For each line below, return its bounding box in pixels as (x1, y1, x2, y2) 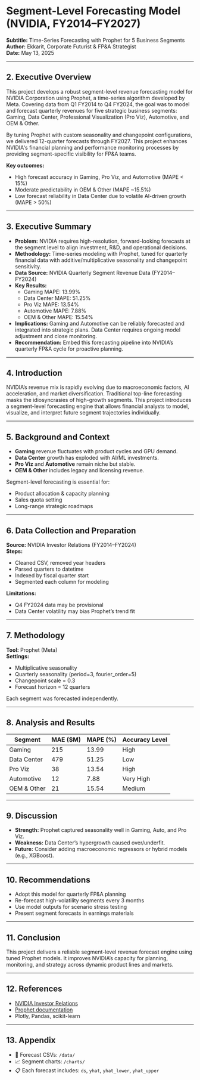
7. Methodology (6, 630, 65, 640)
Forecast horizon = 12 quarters (14, 683, 90, 690)
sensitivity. (14, 262, 42, 270)
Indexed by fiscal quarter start (14, 572, 89, 579)
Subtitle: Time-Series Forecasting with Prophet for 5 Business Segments (6, 36, 185, 44)
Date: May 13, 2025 (6, 49, 55, 56)
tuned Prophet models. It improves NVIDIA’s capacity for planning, (6, 955, 168, 962)
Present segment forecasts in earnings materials (14, 909, 134, 917)
